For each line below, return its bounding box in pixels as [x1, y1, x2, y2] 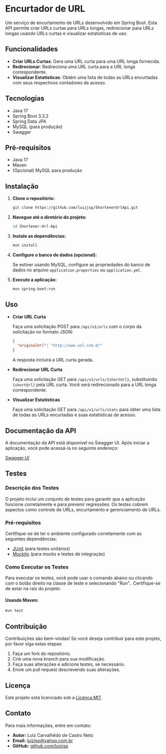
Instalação [5, 182, 39, 191]
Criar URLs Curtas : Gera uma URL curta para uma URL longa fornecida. [12, 58, 160, 64]
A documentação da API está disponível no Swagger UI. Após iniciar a [5, 439, 150, 445]
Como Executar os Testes [5, 563, 69, 571]
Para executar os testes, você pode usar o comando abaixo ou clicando [5, 575, 153, 581]
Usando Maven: [5, 597, 39, 603]
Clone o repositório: [12, 196, 55, 202]
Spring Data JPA [12, 118, 46, 124]
